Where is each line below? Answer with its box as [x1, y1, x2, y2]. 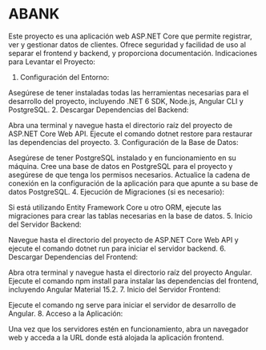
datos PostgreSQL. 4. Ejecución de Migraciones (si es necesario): [8, 187, 225, 196]
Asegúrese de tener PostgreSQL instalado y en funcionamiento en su [8, 153, 236, 163]
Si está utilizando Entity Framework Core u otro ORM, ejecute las [8, 202, 222, 212]
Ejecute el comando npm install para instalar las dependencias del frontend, [8, 276, 259, 285]
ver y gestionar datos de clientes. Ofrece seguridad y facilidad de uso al [8, 39, 247, 49]
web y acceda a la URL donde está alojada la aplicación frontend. [8, 332, 224, 342]
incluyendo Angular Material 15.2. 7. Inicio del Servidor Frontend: [8, 284, 221, 294]
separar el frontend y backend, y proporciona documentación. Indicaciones [8, 48, 258, 58]
